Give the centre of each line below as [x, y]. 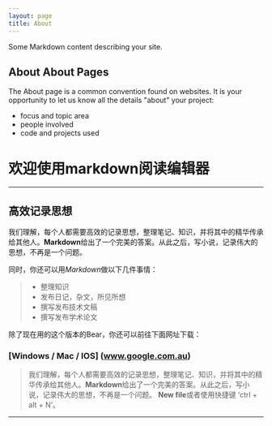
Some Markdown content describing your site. [86, 46]
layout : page [30, 16]
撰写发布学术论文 [69, 317]
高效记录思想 [40, 211]
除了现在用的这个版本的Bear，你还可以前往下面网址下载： [105, 334]
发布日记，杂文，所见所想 [83, 297]
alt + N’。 [44, 405]
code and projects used [59, 133]
